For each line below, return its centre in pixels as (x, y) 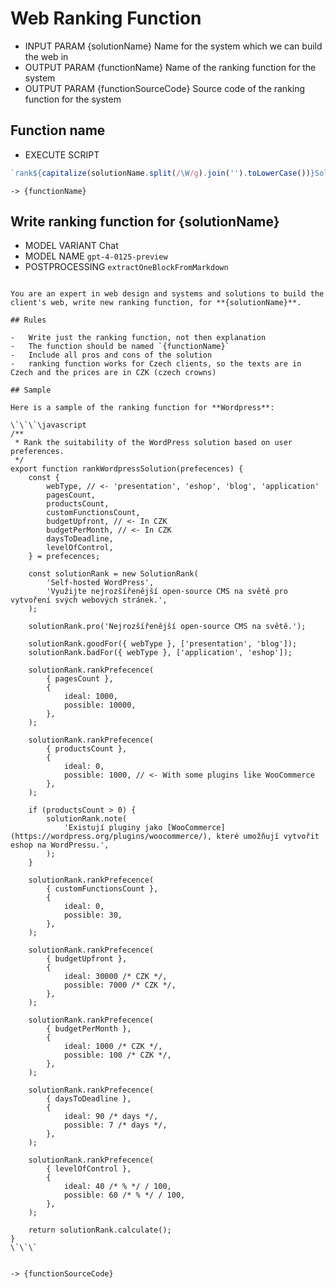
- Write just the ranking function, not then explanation (138, 338)
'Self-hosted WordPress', (100, 583)
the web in (46, 56)
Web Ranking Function (106, 18)
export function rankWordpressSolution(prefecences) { (127, 469)
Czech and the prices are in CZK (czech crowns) (113, 373)
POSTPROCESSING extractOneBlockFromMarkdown (126, 267)
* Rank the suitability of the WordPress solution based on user (153, 443)
